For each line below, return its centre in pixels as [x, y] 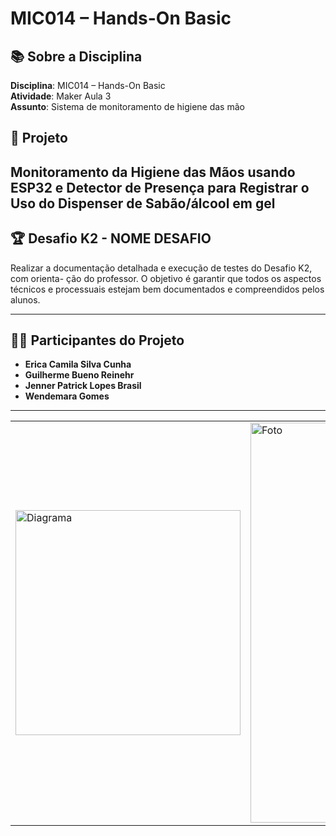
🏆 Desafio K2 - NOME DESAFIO [111, 238]
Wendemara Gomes [67, 396]
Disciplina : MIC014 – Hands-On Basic [88, 85]
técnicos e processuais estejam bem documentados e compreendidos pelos [167, 289]
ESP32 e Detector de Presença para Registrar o [160, 187]
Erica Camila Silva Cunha [78, 364]
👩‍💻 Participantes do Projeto [97, 340]
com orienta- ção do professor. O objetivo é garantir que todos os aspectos [166, 278]
